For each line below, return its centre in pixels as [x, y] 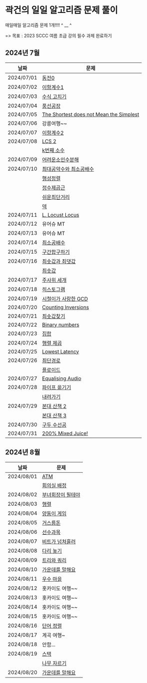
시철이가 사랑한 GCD [65, 299]
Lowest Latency [61, 351]
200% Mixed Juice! [65, 433]
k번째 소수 [53, 150]
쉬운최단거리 [56, 197]
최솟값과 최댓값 [59, 261]
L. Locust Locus [61, 215]
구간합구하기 [56, 252]
